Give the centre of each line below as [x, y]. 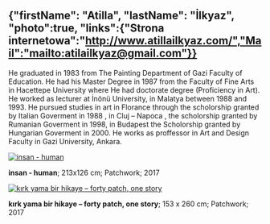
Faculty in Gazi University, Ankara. [65, 141]
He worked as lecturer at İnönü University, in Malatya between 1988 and [128, 98]
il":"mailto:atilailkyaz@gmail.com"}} [103, 54]
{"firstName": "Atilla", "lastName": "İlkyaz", [121, 16]
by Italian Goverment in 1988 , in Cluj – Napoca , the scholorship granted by [133, 115]
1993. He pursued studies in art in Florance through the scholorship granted [134, 107]
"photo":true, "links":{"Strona [86, 29]
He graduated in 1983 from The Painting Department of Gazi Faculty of [125, 73]
